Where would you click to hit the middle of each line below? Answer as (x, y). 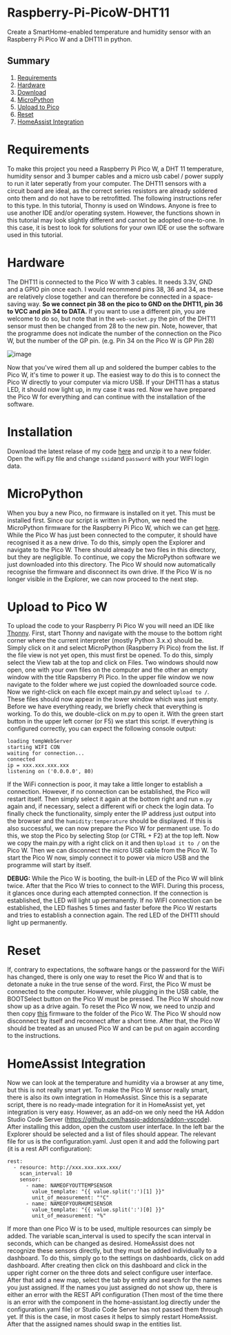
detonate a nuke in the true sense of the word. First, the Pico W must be (109, 984)
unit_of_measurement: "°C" (71, 1198)
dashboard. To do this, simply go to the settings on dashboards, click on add (116, 1258)
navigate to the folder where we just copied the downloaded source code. (112, 685)
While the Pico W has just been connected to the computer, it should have (112, 535)
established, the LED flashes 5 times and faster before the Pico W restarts (112, 908)
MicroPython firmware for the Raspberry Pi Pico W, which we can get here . (114, 527)
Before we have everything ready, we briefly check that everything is (105, 707)
